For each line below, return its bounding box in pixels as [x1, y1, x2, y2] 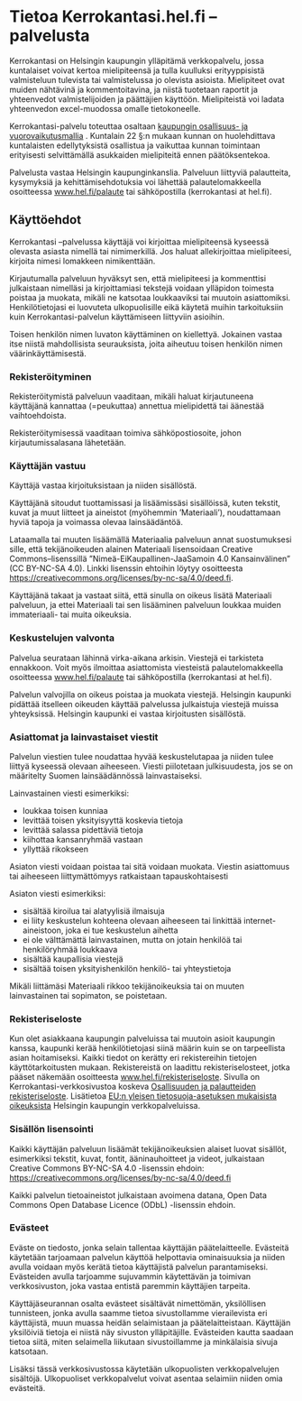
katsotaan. [9, 1346, 49, 1357]
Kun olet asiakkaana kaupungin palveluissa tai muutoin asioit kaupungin [9, 1033, 276, 1044]
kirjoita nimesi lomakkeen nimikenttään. [9, 255, 156, 266]
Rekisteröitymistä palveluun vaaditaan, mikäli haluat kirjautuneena [9, 391, 254, 402]
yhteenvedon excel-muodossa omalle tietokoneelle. [9, 103, 201, 114]
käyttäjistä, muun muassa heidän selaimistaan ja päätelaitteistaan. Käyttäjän [9, 1317, 291, 1328]
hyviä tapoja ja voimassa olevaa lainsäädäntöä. [9, 517, 183, 528]
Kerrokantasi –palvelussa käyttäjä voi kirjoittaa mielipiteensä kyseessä [9, 236, 270, 247]
